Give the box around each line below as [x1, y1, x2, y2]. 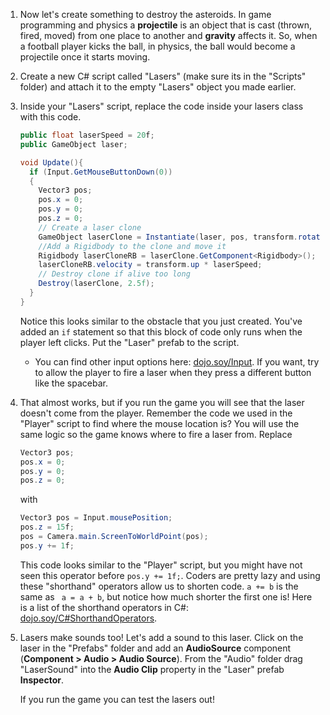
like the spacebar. [34, 377, 108, 389]
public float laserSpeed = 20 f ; [19, 130, 155, 140]
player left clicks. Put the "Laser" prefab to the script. [19, 336, 240, 348]
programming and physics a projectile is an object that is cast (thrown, [19, 19, 313, 31]
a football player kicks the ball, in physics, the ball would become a [19, 40, 296, 52]
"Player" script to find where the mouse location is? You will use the [19, 417, 300, 429]
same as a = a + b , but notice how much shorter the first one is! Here [19, 590, 313, 603]
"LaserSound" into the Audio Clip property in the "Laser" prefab [19, 663, 285, 675]
